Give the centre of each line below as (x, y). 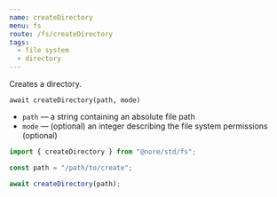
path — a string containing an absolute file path (108, 117)
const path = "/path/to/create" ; (71, 168)
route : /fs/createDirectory (61, 34)
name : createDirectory (51, 17)
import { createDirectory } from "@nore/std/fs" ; (103, 152)
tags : (19, 42)
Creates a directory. (45, 84)
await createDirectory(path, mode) (75, 100)
